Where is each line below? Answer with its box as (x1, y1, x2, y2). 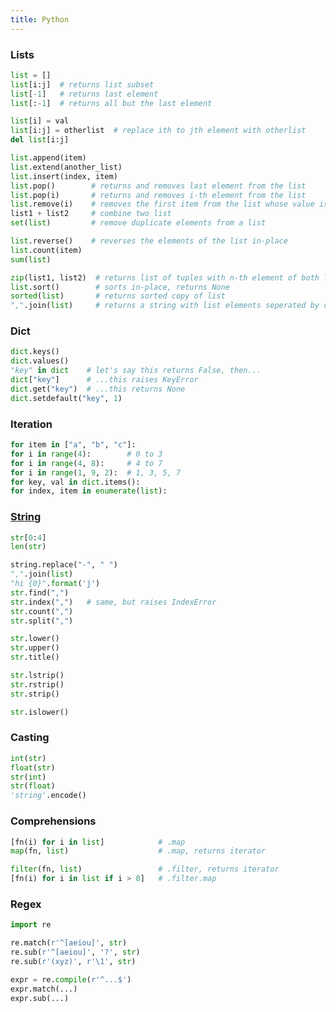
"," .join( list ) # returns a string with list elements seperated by (10, 301, 320, 311)
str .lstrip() (10, 671, 65, 681)
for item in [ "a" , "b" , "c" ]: (10, 440, 137, 450)
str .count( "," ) (10, 606, 74, 616)
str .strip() (10, 689, 60, 699)
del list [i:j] (10, 135, 70, 145)
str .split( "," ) (10, 616, 74, 626)
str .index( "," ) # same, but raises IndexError (10, 597, 217, 607)
